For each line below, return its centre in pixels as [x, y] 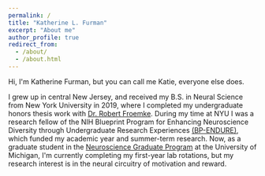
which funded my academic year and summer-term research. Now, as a [125, 138]
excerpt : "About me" [42, 30]
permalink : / [30, 15]
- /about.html [38, 60]
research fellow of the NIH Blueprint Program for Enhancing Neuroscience [129, 122]
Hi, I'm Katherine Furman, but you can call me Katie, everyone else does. [126, 81]
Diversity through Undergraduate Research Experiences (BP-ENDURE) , [123, 130]
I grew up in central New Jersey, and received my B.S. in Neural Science [125, 97]
